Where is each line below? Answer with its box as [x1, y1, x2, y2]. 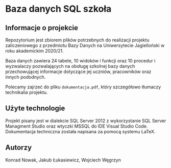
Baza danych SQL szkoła [5, 3, 112, 15]
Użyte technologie [5, 104, 65, 113]
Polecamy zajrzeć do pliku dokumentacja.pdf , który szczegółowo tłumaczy [5, 84, 161, 90]
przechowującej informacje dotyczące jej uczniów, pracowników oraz [5, 68, 152, 75]
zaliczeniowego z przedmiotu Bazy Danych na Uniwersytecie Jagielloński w [5, 42, 165, 49]
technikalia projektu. [5, 89, 48, 95]
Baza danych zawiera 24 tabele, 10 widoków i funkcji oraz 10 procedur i [5, 58, 156, 64]
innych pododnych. [5, 74, 46, 80]
